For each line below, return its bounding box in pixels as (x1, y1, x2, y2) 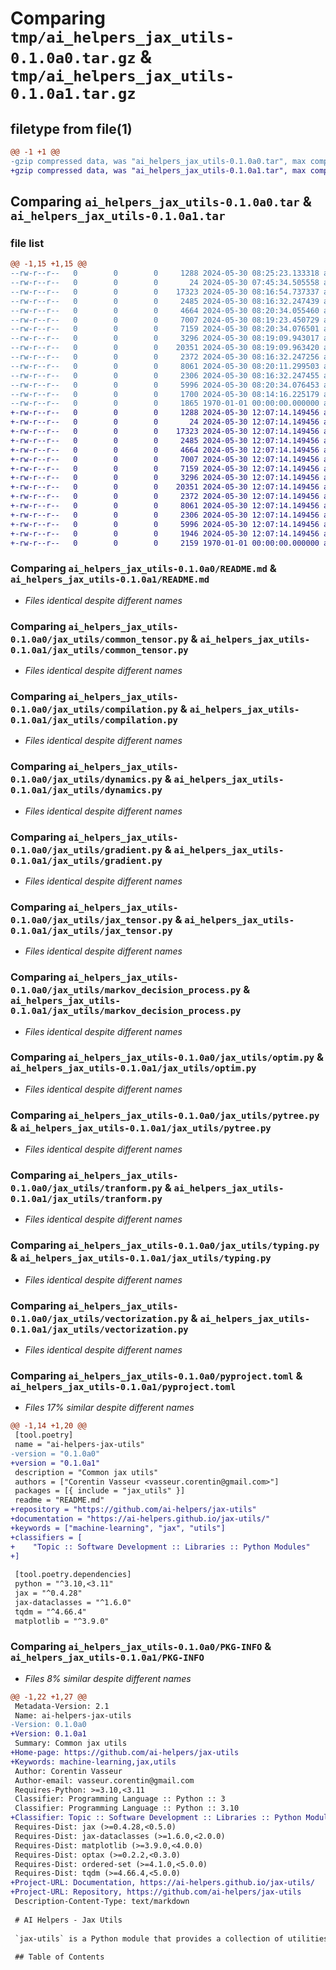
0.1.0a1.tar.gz (10, 85, 137, 104)
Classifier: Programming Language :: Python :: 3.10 (14, 1803, 240, 1814)
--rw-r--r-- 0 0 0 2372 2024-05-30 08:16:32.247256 (10, 352, 320, 362)
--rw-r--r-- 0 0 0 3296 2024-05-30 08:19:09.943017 (10, 333, 320, 344)
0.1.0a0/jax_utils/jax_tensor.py (10, 914, 173, 926)
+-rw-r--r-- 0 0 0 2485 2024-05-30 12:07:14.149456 (10, 435, 320, 446)
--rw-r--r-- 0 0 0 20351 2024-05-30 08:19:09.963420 (10, 343, 320, 353)
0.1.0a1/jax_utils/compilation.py (10, 714, 178, 726)
